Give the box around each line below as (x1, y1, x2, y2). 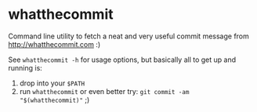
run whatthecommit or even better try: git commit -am (19, 86, 190, 96)
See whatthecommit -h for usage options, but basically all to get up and (8, 55, 237, 64)
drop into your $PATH (19, 78, 85, 88)
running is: (8, 63, 43, 72)
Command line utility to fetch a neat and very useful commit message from (8, 31, 249, 41)
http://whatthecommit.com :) (8, 39, 100, 49)
